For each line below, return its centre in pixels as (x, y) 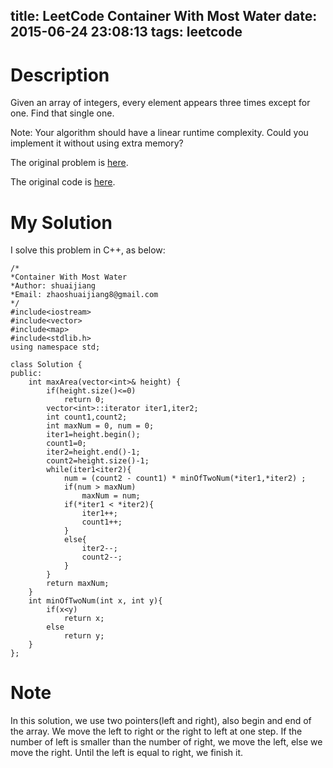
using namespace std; (55, 347)
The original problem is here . (69, 163)
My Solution (61, 222)
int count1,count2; (87, 417)
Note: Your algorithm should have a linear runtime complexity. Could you (159, 133)
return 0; (84, 400)
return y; (84, 636)
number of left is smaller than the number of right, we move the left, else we (166, 742)
